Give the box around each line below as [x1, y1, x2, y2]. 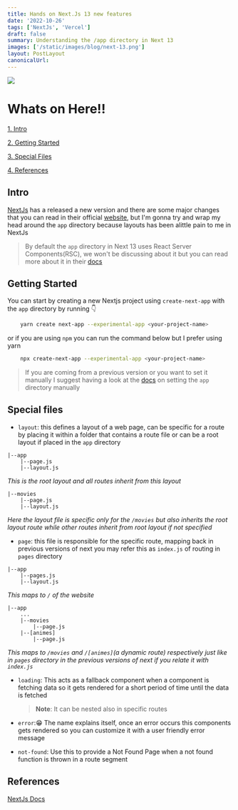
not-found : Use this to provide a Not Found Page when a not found [17, 747, 214, 756]
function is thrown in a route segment [17, 754, 128, 763]
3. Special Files [7, 152, 52, 160]
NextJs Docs [7, 794, 46, 803]
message [17, 733, 45, 742]
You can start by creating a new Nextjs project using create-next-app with [7, 296, 225, 305]
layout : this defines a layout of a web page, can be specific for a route [17, 422, 224, 431]
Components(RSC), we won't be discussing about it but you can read [24, 249, 228, 258]
